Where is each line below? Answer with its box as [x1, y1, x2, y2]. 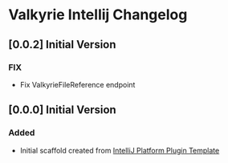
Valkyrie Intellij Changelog [8, 6, 188, 24]
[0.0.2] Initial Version [8, 38, 116, 51]
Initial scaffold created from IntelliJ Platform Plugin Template [19, 145, 220, 155]
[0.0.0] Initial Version [8, 103, 116, 117]
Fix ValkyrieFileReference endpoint [19, 79, 136, 89]
